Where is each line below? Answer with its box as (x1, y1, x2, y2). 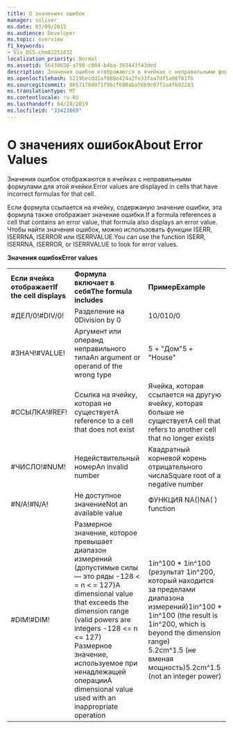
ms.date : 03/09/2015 (7, 23, 67, 30)
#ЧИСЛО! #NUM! (10, 461, 67, 471)
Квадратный (148, 444, 191, 454)
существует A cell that (148, 416, 221, 425)
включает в (74, 277, 114, 287)
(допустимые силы (74, 562, 139, 572)
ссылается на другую (148, 390, 222, 400)
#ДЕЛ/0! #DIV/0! (10, 311, 64, 320)
